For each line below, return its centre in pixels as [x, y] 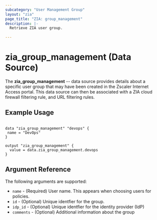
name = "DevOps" [24, 132]
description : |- [22, 23]
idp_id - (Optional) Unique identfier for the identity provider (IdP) [78, 207]
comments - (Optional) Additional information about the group [73, 212]
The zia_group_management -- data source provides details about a [75, 81]
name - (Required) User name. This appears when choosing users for [82, 191]
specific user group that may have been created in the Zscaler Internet [77, 87]
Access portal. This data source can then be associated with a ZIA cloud [79, 91]
